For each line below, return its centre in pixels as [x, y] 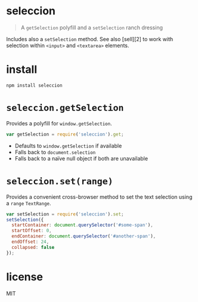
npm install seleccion [34, 85]
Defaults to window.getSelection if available [68, 146]
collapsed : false [33, 247]
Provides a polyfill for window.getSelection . [59, 123]
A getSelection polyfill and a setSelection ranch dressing [92, 27]
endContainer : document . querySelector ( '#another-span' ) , [84, 236]
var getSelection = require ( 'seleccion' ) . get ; [65, 134]
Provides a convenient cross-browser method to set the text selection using [99, 197]
